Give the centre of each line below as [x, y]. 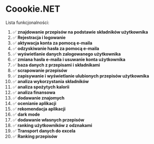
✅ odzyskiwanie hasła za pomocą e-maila [56, 48]
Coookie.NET [33, 9]
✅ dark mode [26, 114]
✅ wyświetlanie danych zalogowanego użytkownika [67, 54]
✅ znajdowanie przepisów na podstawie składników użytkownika [80, 32]
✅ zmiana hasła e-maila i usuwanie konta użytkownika [69, 59]
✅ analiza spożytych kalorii [41, 87]
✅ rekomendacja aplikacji [39, 109]
